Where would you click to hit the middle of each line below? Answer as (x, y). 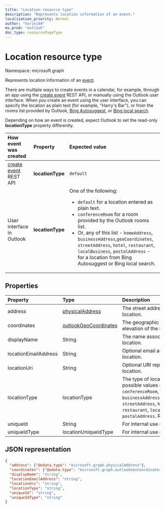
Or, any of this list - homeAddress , (115, 233)
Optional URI (137, 365)
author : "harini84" (25, 23)
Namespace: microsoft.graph (35, 70)
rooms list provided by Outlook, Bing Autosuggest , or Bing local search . (77, 110)
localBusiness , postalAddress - (114, 251)
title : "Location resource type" (39, 10)
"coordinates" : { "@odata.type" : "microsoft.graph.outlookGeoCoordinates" (86, 470)
